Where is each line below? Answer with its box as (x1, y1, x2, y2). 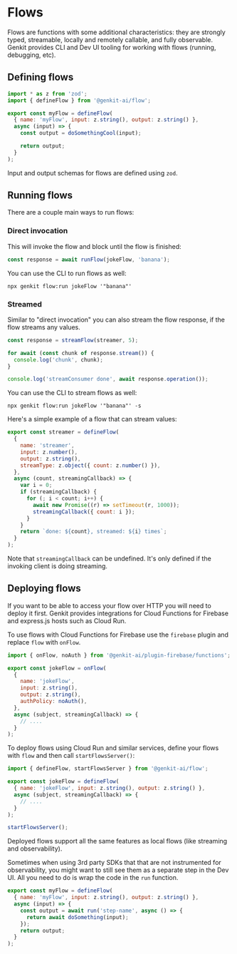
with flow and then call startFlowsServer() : (7, 752, 135, 760)
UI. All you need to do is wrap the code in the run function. (7, 873, 179, 882)
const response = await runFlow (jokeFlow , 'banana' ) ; (7, 256, 171, 263)
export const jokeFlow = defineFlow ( (7, 778, 120, 785)
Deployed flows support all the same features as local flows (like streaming (7, 837, 228, 846)
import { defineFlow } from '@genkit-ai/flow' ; (7, 97, 152, 104)
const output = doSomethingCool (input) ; (20, 130, 142, 137)
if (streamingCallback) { (20, 488, 98, 496)
